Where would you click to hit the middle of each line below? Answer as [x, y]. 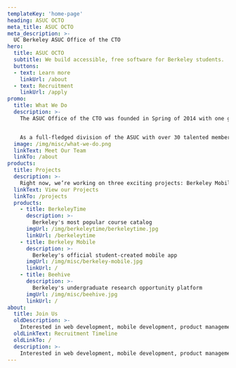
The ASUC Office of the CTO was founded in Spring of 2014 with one [122, 118]
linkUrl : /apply [44, 92]
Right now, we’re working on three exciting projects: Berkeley [116, 183]
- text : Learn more [42, 72]
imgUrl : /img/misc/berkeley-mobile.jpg [84, 262]
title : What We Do [41, 106]
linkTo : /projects [41, 196]
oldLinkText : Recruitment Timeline [66, 334]
